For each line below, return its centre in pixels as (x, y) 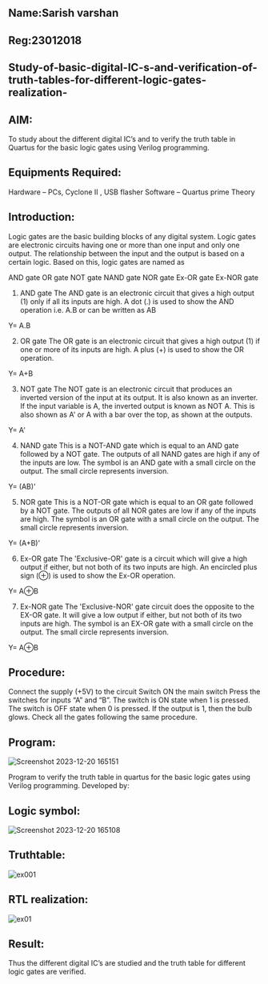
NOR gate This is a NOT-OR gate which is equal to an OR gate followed (136, 502)
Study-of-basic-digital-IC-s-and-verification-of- (133, 68)
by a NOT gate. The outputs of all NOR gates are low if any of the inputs (138, 510)
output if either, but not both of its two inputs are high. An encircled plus (138, 566)
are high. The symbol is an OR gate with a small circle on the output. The (140, 518)
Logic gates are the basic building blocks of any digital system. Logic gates (132, 236)
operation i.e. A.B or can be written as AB (88, 310)
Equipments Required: (65, 172)
